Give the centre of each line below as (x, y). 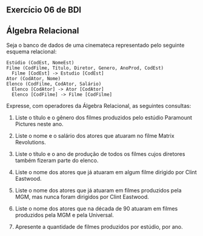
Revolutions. (31, 143)
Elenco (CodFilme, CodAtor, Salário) (54, 84)
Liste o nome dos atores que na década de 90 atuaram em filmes (96, 209)
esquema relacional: (32, 52)
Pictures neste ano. (39, 124)
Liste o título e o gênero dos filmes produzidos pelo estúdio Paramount (104, 118)
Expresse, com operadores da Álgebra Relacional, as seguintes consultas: (99, 106)
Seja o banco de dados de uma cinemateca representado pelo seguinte (95, 46)
